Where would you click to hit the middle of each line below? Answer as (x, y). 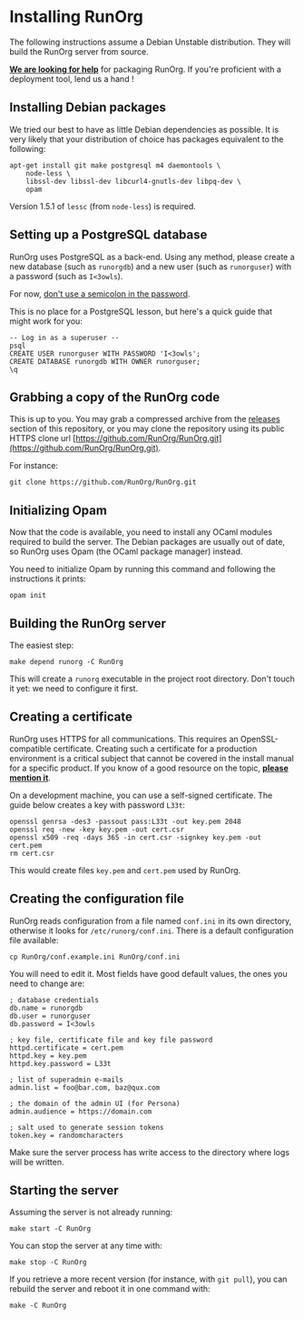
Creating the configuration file (97, 899)
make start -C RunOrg (50, 1229)
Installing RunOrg (76, 17)
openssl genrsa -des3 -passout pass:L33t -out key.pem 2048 (126, 821)
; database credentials (54, 1000)
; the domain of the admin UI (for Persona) (95, 1103)
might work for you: (46, 321)
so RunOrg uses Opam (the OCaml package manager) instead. (126, 551)
